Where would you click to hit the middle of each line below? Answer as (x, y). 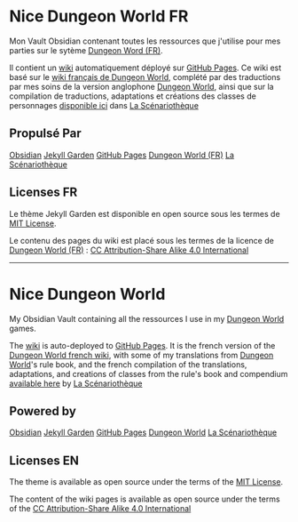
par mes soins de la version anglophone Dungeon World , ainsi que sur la (141, 86)
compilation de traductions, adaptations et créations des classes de (133, 96)
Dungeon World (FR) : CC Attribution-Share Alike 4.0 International (129, 250)
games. (23, 328)
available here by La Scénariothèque (76, 383)
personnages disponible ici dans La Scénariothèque (104, 105)
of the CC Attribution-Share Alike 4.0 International (100, 509)
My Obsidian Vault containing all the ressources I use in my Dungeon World (147, 318)
